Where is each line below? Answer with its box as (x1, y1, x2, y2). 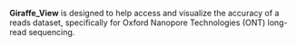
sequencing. (28, 27, 75, 37)
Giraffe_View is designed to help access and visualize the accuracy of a (9, 8, 280, 18)
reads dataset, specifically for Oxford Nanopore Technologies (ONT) (9, 17, 266, 28)
